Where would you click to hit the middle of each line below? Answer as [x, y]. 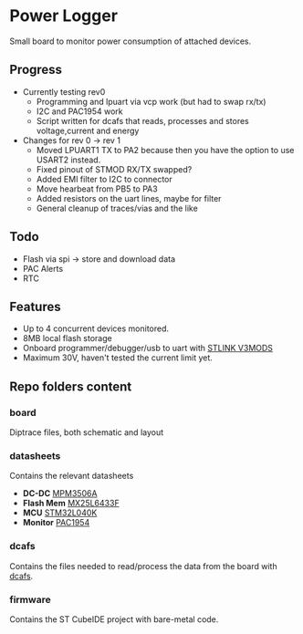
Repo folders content [71, 386]
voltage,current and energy [88, 130]
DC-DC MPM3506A [60, 494]
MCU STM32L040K [60, 513]
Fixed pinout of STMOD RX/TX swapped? [114, 169]
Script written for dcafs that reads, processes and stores [142, 120]
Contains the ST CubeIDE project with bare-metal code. [114, 619]
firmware [31, 599]
